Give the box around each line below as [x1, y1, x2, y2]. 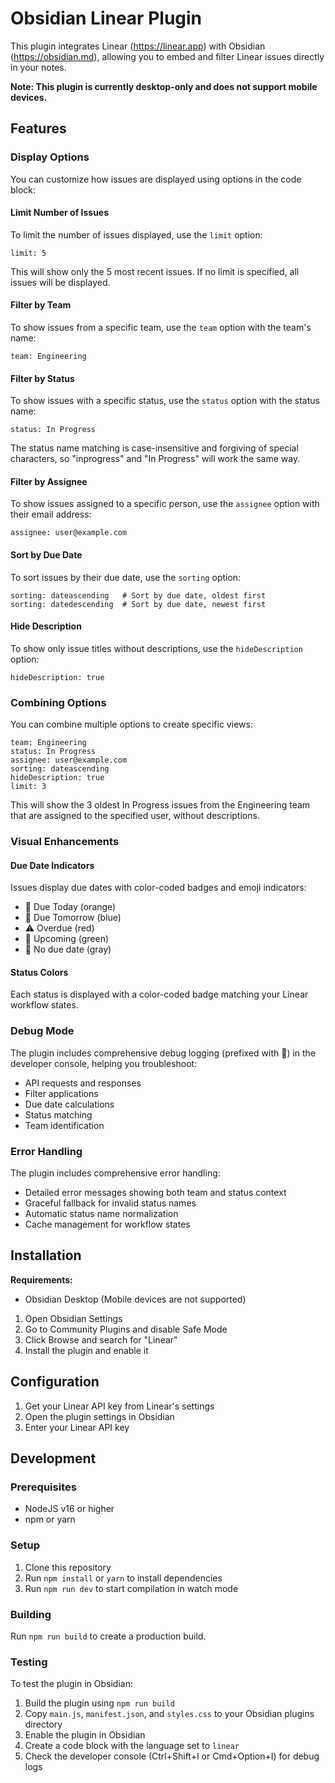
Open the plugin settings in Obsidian [24, 1410, 175, 1422]
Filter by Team [10, 299, 72, 311]
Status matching [24, 1108, 93, 1121]
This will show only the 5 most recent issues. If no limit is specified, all [10, 265, 300, 277]
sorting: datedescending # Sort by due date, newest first [10, 599, 267, 609]
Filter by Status [10, 372, 75, 384]
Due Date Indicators [10, 859, 95, 871]
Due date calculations [24, 1098, 115, 1110]
